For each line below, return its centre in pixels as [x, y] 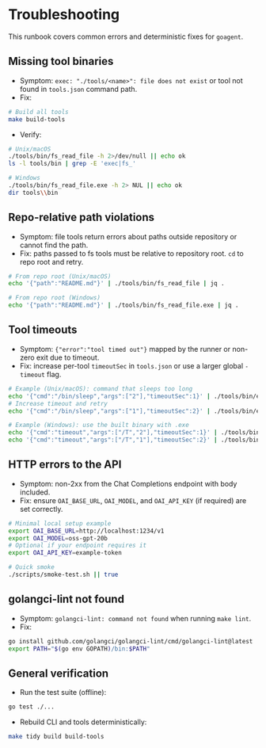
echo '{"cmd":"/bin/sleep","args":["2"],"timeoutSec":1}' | [110, 396]
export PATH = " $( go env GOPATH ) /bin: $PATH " [79, 649]
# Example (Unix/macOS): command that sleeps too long [101, 389]
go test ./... [32, 707]
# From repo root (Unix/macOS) [60, 276]
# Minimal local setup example [60, 523]
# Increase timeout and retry [58, 403]
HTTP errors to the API [65, 465]
